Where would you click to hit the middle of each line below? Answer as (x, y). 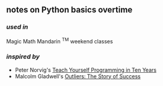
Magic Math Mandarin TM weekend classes (60, 40)
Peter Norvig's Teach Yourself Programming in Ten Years (86, 70)
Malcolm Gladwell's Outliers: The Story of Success (78, 76)
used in (17, 27)
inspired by (23, 57)
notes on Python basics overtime (69, 10)
